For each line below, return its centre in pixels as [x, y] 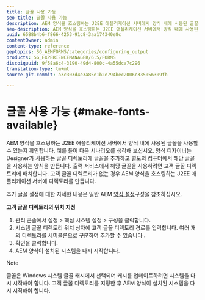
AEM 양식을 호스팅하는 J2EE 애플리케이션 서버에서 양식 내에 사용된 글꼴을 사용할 [102, 143]
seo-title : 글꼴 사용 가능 [37, 18]
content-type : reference [38, 46]
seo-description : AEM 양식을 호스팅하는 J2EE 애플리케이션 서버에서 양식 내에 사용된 [102, 29]
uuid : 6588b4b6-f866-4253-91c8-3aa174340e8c [64, 35]
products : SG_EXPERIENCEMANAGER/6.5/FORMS [61, 57]
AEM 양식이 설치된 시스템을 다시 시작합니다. [67, 251]
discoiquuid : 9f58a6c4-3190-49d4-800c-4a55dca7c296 [73, 63]
